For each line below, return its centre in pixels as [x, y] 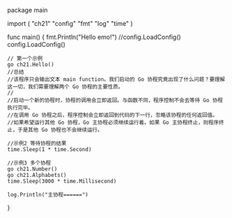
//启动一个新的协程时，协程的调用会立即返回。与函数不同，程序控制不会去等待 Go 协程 [115, 100]
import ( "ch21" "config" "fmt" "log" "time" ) [70, 23]
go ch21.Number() [32, 169]
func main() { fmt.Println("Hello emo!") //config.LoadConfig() [94, 37]
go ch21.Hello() [31, 65]
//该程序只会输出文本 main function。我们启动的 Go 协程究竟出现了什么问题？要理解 [116, 79]
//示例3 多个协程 [29, 163]
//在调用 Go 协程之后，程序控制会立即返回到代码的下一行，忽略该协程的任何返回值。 [113, 115]
